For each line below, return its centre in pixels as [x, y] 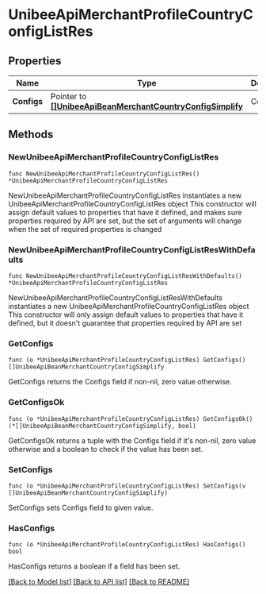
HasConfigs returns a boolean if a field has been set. [94, 566]
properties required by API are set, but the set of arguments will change [125, 221]
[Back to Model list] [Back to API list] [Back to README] [99, 582]
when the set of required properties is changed [85, 229]
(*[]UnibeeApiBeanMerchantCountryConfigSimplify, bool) [102, 426]
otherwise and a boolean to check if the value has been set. [106, 449]
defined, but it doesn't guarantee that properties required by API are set [125, 322]
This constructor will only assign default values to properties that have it [126, 314]
